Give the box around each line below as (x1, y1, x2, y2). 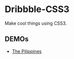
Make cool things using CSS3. (5, 20, 67, 26)
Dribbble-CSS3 (5, 4, 70, 15)
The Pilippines (12, 48, 42, 54)
